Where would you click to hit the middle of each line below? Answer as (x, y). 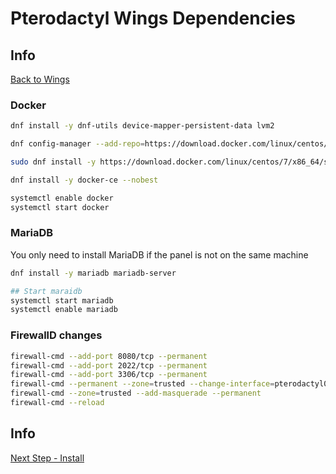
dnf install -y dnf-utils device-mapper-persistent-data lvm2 (142, 126)
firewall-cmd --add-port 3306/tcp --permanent (109, 375)
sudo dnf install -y (53, 162)
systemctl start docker (60, 207)
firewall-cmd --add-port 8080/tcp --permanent (109, 356)
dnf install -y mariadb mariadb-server (93, 273)
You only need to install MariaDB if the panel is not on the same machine (159, 254)
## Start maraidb (46, 291)
